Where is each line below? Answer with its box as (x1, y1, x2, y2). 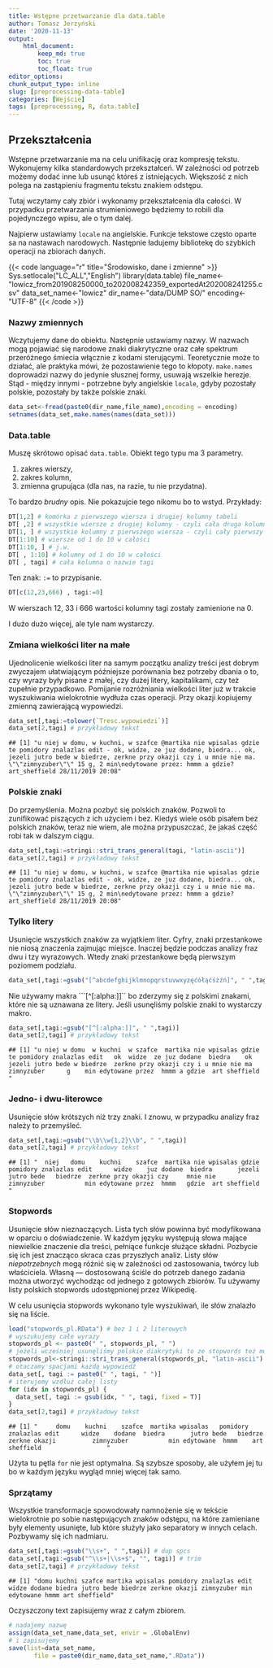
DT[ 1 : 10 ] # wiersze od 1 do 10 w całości (8, 535, 151, 543)
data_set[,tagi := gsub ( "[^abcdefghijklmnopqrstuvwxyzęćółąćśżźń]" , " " (8, 976, 253, 984)
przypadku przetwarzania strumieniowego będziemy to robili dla (8, 204, 224, 214)
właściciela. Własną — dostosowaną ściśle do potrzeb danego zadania (8, 1267, 245, 1277)
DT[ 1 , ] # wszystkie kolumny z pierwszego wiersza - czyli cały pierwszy (8, 528, 264, 537)
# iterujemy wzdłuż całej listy (8, 1378, 118, 1386)
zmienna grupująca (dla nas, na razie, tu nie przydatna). (19, 481, 207, 491)
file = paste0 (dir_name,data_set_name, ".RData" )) (33, 1652, 206, 1660)
